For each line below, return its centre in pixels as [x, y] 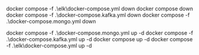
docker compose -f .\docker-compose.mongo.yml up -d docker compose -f [99, 33]
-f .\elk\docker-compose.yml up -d [49, 45]
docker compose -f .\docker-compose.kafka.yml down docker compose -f [98, 15]
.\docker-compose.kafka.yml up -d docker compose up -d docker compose [99, 39]
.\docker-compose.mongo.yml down [51, 21]
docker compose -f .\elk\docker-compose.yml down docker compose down [99, 9]
